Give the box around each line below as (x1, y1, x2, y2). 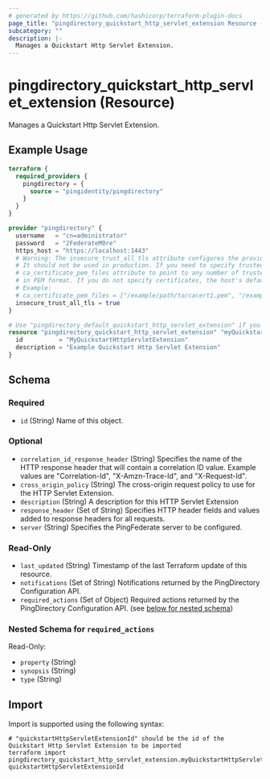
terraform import (8, 749, 67, 757)
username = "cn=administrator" (15, 231, 128, 240)
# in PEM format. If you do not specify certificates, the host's (15, 277, 243, 285)
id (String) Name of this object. (19, 415, 124, 425)
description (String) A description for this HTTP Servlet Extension (19, 497, 239, 506)
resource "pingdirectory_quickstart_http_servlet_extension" (8, 328, 218, 336)
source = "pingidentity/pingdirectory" (29, 187, 163, 196)
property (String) (19, 657, 76, 667)
